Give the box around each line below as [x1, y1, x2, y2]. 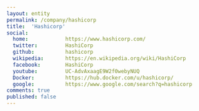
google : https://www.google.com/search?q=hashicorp [12, 81, 193, 88]
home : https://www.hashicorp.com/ [12, 36, 146, 43]
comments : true [6, 87, 50, 94]
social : [6, 29, 29, 37]
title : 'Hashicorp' [6, 23, 66, 30]
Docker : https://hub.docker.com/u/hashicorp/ [12, 74, 174, 81]
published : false [6, 94, 57, 101]
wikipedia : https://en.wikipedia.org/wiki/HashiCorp [12, 55, 187, 62]
